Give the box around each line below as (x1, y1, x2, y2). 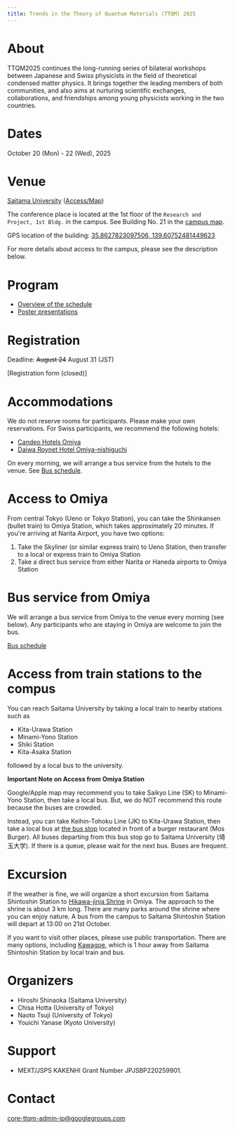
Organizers (7, 973, 74, 989)
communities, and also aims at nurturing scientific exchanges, (7, 86, 187, 95)
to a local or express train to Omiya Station (17, 550, 141, 559)
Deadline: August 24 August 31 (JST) (7, 355, 114, 364)
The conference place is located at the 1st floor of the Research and (7, 210, 202, 218)
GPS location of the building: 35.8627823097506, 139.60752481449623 (7, 231, 215, 239)
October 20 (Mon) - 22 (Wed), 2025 (7, 149, 111, 157)
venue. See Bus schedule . (7, 466, 83, 475)
